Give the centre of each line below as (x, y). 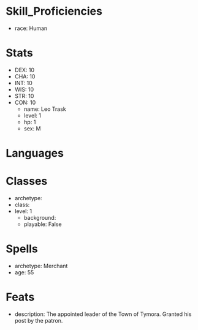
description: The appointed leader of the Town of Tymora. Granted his (103, 314)
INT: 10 (24, 83)
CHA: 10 (25, 76)
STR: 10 (24, 96)
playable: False (43, 224)
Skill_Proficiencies (54, 11)
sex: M (32, 128)
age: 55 (24, 272)
